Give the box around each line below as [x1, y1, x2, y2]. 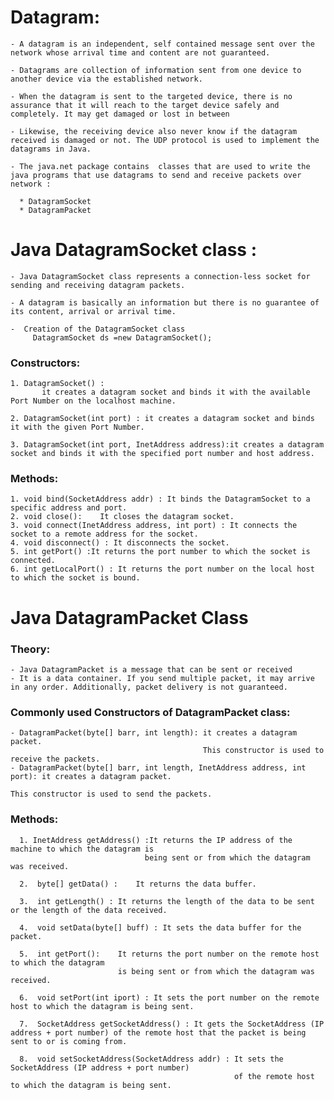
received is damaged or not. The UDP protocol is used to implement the [10, 135, 320, 145]
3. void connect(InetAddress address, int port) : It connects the [10, 521, 298, 531]
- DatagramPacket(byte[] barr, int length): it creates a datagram [10, 728, 298, 738]
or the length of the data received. [10, 905, 168, 915]
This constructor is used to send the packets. [10, 789, 213, 800]
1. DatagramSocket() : [10, 379, 105, 389]
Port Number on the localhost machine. [10, 396, 177, 406]
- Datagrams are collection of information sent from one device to [10, 65, 302, 75]
